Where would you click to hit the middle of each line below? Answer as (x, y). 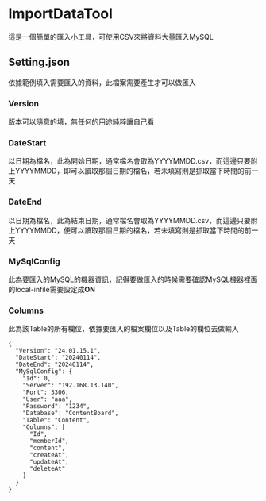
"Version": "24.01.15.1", (58, 351)
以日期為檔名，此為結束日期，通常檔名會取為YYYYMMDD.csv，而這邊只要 (130, 220)
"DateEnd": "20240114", (54, 365)
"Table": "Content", (56, 420)
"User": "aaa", (48, 399)
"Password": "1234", (56, 407)
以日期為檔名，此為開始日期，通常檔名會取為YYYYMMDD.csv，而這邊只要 (130, 161)
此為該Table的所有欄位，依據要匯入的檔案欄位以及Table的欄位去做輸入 (123, 329)
